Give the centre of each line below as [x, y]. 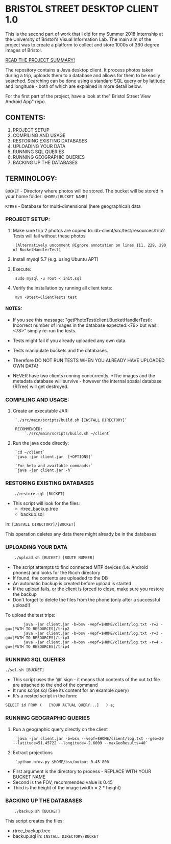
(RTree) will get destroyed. [41, 387]
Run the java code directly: [41, 443]
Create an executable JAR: [41, 411]
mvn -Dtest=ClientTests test [46, 297]
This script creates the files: [34, 821]
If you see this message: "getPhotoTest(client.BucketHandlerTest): [82, 320]
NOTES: [14, 308]
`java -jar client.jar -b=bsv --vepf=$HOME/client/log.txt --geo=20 [90, 738]
